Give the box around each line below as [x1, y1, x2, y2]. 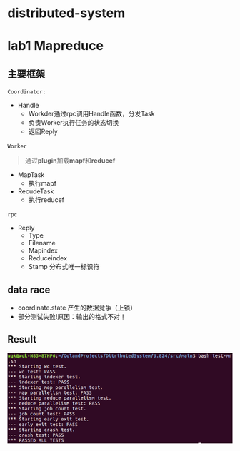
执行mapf [28, 179, 57, 188]
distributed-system [7, 5, 126, 21]
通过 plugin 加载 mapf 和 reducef [24, 156, 116, 165]
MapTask [17, 171, 45, 179]
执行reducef [28, 196, 64, 204]
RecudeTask [17, 187, 54, 196]
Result [7, 333, 37, 345]
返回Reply [28, 127, 59, 136]
